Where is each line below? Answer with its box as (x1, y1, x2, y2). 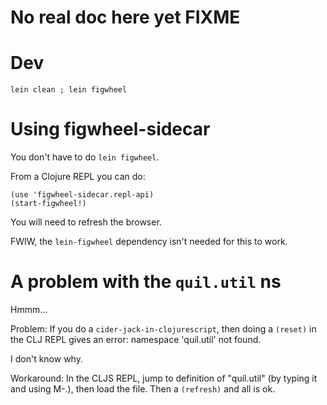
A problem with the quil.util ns (10, 271, 282, 293)
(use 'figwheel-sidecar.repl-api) (10, 190, 155, 200)
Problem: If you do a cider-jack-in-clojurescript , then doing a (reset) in (10, 323, 317, 335)
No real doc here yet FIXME (10, 6, 241, 29)
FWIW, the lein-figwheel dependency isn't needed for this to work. (10, 236, 288, 248)
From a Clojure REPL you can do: (10, 171, 146, 183)
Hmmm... (10, 304, 48, 315)
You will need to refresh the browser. (10, 216, 162, 228)
